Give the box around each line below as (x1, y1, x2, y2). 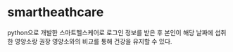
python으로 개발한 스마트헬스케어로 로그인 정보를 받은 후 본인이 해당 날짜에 (7, 28, 213, 37)
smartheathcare (7, 4, 104, 20)
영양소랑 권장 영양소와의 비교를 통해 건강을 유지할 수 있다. (14, 37, 172, 46)
